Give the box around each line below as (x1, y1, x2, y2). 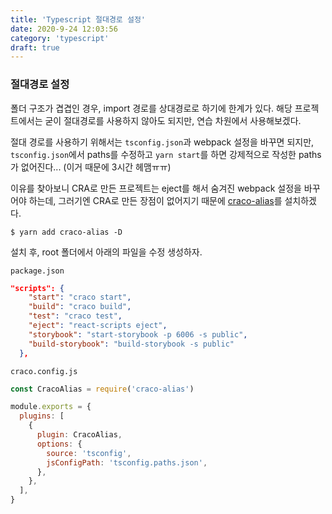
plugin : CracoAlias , (36, 430, 123, 440)
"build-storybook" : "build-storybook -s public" (28, 339, 235, 349)
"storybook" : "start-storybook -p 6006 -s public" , (28, 329, 248, 340)
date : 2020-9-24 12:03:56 (10, 24, 118, 34)
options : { (36, 439, 83, 449)
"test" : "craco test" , (28, 311, 123, 321)
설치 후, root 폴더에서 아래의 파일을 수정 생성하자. (10, 246, 203, 258)
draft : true (10, 42, 60, 53)
